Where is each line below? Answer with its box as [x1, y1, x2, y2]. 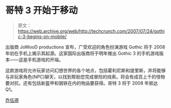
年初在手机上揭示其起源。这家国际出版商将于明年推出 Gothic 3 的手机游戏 [5, 50, 159, 56]
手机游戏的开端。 [27, 56, 64, 62]
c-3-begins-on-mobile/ [17, 33, 67, 40]
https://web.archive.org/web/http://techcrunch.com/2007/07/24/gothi [17, 28, 165, 34]
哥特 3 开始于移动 [5, 5, 78, 16]
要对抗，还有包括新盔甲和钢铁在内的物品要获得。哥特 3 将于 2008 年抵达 [5, 80, 158, 86]
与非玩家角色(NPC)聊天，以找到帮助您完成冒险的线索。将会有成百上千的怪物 [5, 74, 165, 80]
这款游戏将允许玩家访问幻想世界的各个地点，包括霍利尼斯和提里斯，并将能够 [5, 67, 166, 74]
